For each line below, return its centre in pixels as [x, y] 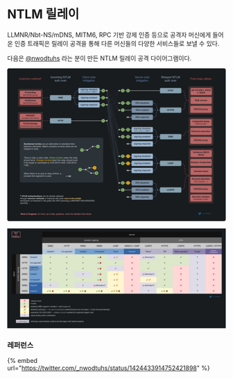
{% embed [23, 361]
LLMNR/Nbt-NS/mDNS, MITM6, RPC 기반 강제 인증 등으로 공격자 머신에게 [109, 35]
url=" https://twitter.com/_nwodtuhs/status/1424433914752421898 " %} [109, 368]
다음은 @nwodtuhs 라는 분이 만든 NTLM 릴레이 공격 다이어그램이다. [100, 58]
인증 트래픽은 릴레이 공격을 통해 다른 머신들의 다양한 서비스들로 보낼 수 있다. [117, 43]
